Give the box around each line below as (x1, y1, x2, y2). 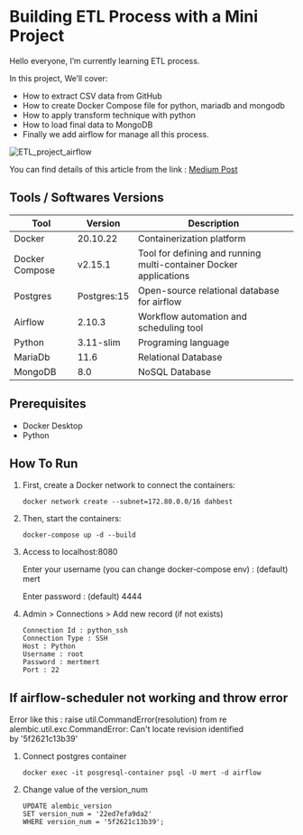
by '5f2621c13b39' (9, 734, 78, 745)
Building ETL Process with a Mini (9, 6, 259, 27)
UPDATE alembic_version (22, 802, 113, 811)
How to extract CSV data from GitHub (22, 90, 162, 101)
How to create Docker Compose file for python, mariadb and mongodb (22, 99, 286, 110)
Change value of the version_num (22, 784, 149, 795)
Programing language (138, 336, 230, 349)
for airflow (138, 296, 182, 308)
